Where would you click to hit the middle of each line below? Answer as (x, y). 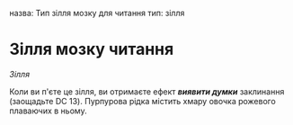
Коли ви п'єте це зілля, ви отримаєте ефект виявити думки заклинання (147, 91)
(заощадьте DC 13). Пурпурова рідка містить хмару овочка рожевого (142, 101)
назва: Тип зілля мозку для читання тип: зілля (97, 13)
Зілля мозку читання (92, 49)
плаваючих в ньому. (48, 111)
